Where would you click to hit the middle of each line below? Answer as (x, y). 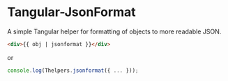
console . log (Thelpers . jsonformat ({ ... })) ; (73, 71)
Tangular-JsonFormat (71, 12)
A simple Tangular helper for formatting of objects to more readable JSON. (114, 31)
